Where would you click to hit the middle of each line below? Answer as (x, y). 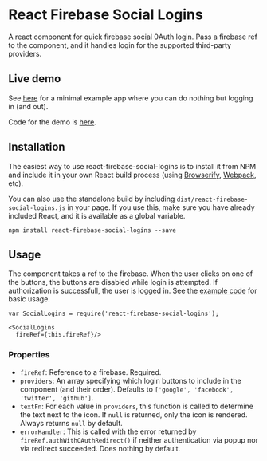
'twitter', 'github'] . (57, 397)
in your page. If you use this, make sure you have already (161, 207)
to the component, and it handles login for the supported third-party (120, 45)
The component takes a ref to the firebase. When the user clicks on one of (131, 274)
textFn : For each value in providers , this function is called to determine (136, 406)
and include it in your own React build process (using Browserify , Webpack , (132, 175)
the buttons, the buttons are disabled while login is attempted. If (113, 282)
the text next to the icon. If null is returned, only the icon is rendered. (134, 414)
